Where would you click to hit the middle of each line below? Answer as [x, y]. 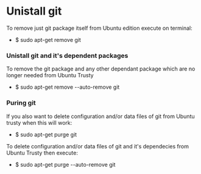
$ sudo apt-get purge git [46, 134]
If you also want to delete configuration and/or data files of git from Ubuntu [100, 116]
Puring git [21, 103]
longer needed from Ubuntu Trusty [50, 75]
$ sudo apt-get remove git [48, 40]
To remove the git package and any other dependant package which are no [101, 69]
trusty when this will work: [39, 122]
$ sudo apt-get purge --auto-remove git [65, 164]
